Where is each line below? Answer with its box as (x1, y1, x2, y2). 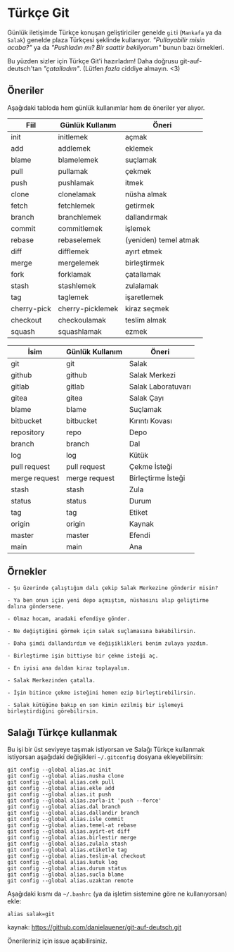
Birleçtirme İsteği (129, 473, 186, 483)
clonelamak (58, 189, 96, 199)
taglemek (58, 292, 89, 302)
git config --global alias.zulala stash (7, 840, 128, 848)
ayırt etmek (125, 246, 163, 256)
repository (11, 427, 45, 437)
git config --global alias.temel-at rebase (7, 822, 137, 829)
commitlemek (58, 223, 103, 233)
